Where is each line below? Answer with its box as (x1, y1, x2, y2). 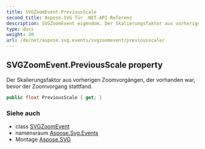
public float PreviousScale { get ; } (6, 94, 103, 101)
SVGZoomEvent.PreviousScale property (6, 60, 163, 70)
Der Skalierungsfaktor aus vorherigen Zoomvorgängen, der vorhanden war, (6, 76, 196, 83)
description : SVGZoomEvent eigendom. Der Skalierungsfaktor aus (6, 20, 173, 26)
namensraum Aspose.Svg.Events (15, 129, 99, 136)
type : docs (6, 26, 34, 32)
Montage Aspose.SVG (15, 136, 71, 143)
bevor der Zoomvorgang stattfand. (6, 82, 93, 90)
